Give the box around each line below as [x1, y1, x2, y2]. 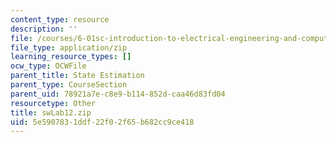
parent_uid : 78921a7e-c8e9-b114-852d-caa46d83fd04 [10, 89, 226, 99]
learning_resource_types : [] [10, 52, 132, 62]
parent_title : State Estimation [10, 71, 145, 81]
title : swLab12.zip [10, 107, 92, 118]
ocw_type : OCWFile [10, 61, 87, 71]
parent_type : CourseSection [10, 80, 128, 90]
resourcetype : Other [10, 98, 97, 108]
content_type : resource [10, 14, 110, 25]
